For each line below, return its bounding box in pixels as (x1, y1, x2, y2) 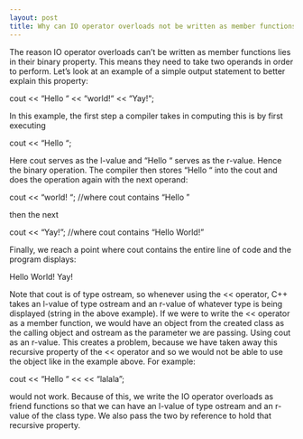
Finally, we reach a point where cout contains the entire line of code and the (9, 244, 291, 255)
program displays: (9, 254, 77, 265)
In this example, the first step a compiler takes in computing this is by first (9, 110, 284, 121)
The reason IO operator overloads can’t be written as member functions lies (9, 46, 291, 57)
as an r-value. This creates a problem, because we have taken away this (9, 336, 278, 348)
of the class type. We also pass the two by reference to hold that (31, 410, 272, 421)
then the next (9, 209, 59, 219)
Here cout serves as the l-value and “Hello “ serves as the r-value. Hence (9, 154, 282, 165)
